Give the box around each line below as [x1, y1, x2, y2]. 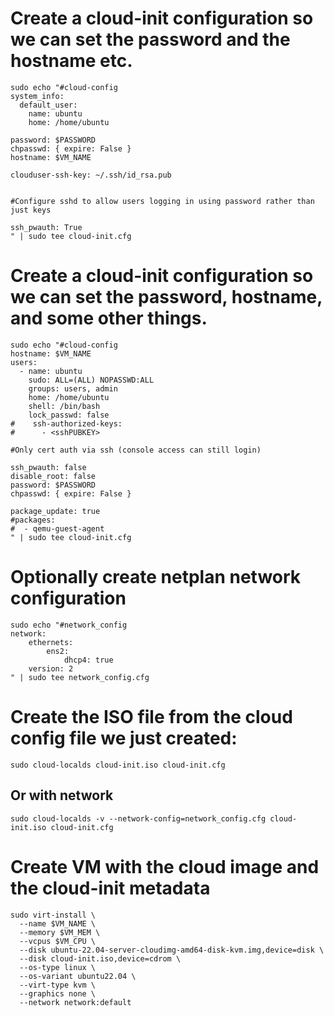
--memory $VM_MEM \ [19, 927, 101, 937]
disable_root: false [10, 471, 97, 481]
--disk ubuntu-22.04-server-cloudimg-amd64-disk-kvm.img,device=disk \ [19, 945, 325, 955]
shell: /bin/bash [28, 401, 101, 411]
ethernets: [28, 637, 74, 647]
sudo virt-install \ [10, 910, 97, 920]
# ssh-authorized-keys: [10, 418, 123, 429]
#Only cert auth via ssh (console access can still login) [10, 445, 262, 455]
